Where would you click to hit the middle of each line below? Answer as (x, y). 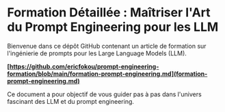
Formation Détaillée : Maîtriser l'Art (109, 13)
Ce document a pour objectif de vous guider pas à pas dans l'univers (104, 94)
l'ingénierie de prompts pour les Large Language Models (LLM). (97, 53)
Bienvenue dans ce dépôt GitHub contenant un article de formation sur (107, 46)
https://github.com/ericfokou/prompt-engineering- (84, 66)
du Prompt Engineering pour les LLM (113, 27)
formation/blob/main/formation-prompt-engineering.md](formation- (107, 74)
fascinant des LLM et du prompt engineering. (71, 101)
